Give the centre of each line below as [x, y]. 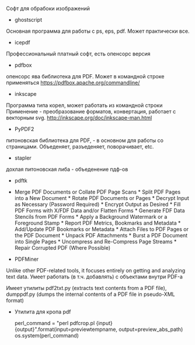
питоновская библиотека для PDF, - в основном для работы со [85, 140]
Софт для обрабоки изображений [48, 8]
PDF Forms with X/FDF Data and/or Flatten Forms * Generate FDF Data [100, 211]
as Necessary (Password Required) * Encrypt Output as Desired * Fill [97, 204]
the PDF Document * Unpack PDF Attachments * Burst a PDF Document [101, 235]
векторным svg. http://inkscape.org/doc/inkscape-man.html [79, 118]
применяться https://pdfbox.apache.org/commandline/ [73, 82]
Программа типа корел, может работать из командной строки [84, 105]
